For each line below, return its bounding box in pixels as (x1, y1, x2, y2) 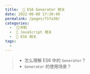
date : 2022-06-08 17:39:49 (5, 12, 60, 17)
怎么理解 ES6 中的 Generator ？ (24, 57, 86, 63)
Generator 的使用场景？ (24, 63, 71, 69)
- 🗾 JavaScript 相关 (9, 30, 52, 35)
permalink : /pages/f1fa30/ (5, 16, 60, 21)
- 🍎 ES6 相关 (9, 35, 37, 39)
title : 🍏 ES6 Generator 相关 (5, 7, 65, 12)
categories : (5, 20, 29, 26)
